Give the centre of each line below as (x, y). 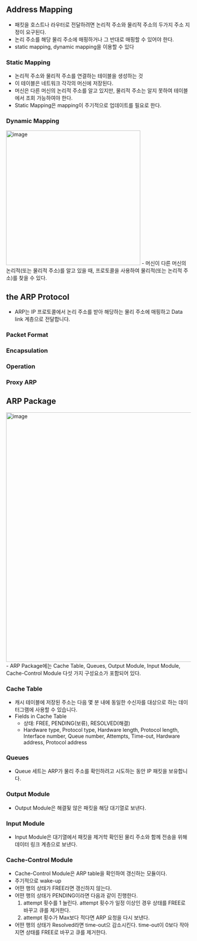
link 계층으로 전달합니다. (42, 319)
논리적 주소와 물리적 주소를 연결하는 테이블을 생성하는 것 (79, 76)
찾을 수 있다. (33, 278)
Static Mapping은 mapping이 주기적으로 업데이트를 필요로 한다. (88, 105)
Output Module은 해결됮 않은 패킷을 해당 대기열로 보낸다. (80, 808)
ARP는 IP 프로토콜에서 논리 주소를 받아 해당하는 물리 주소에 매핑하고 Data (98, 312)
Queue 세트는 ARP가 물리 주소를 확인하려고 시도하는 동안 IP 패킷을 (91, 771)
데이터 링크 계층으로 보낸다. (46, 844)
